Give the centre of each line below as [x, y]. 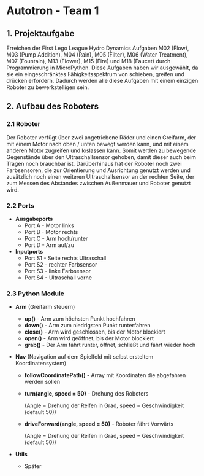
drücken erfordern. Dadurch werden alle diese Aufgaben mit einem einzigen [102, 81]
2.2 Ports [21, 205]
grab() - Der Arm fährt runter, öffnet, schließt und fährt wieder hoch [110, 345]
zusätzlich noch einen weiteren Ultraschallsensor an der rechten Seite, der [100, 176]
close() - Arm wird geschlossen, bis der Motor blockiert [95, 332]
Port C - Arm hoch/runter [56, 238]
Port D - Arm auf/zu [49, 245]
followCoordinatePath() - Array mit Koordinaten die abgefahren [105, 375]
